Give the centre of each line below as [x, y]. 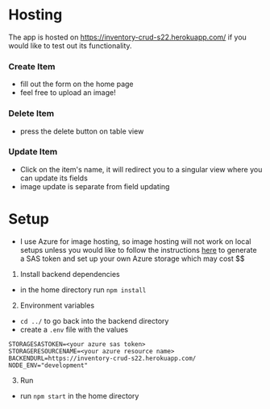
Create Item [32, 66]
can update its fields [54, 178]
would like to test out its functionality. [70, 45]
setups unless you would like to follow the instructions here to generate [138, 250]
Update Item [33, 152]
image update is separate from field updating [95, 186]
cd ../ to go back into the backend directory [94, 320]
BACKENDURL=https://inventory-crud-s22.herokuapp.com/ [102, 358]
